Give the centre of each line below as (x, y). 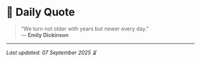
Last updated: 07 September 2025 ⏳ (51, 52)
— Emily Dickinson (45, 35)
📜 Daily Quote (41, 12)
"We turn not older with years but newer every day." (85, 29)
